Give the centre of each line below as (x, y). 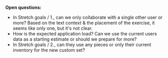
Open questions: (24, 7)
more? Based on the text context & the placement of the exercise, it (84, 23)
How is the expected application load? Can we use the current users (85, 34)
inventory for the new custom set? (49, 50)
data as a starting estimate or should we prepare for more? (75, 39)
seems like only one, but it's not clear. (53, 28)
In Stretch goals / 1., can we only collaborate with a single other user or (88, 17)
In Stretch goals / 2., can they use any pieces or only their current (82, 45)
